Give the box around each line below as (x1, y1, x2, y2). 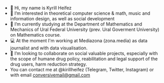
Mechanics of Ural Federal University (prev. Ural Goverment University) (10, 26, 160, 33)
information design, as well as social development (10, 16, 115, 21)
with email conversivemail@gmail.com (10, 72, 90, 78)
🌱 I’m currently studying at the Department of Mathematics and (10, 21, 142, 27)
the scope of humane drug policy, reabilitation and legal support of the (10, 56, 158, 62)
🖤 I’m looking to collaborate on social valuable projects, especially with (10, 50, 158, 56)
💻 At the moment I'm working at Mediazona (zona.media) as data (10, 38, 148, 43)
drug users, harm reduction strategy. (10, 61, 87, 67)
